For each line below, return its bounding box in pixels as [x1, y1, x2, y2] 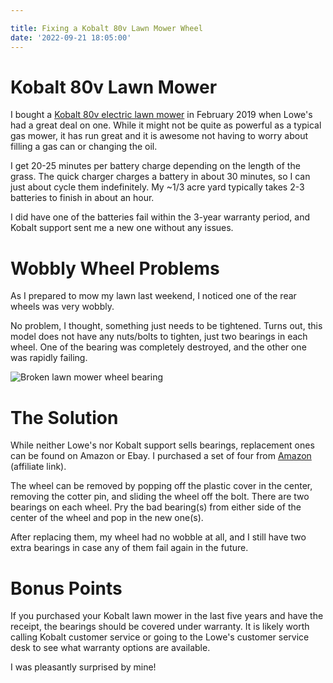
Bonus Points [10, 577, 123, 600]
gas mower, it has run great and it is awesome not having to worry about [10, 130, 309, 142]
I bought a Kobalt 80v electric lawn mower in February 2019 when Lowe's [10, 109, 313, 121]
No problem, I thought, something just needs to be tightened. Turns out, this [10, 320, 323, 332]
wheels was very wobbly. [10, 301, 115, 313]
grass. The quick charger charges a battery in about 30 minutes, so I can [10, 171, 311, 183]
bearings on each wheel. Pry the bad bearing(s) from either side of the [10, 501, 302, 513]
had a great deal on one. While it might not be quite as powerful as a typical [10, 119, 322, 131]
